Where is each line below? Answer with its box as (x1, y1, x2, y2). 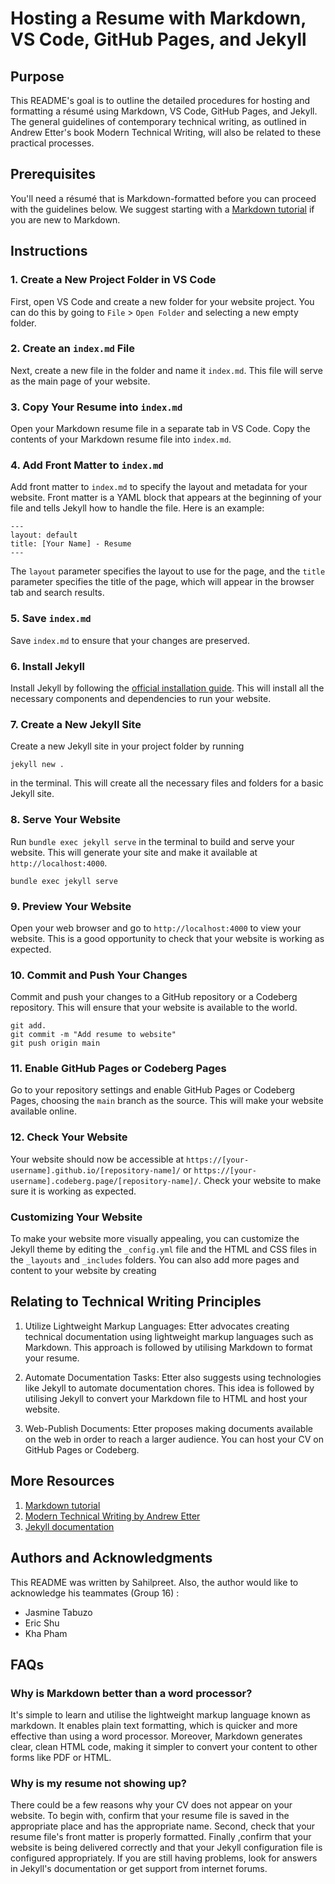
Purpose (10, 68, 65, 85)
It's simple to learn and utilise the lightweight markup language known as (10, 1709, 311, 1721)
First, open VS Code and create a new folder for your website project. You (10, 295, 315, 307)
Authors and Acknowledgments (10, 1550, 213, 1567)
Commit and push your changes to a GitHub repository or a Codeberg (10, 991, 298, 1003)
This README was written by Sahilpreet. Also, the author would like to (10, 1576, 299, 1588)
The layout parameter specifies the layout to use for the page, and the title (10, 565, 326, 577)
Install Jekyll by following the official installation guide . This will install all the (10, 682, 325, 694)
